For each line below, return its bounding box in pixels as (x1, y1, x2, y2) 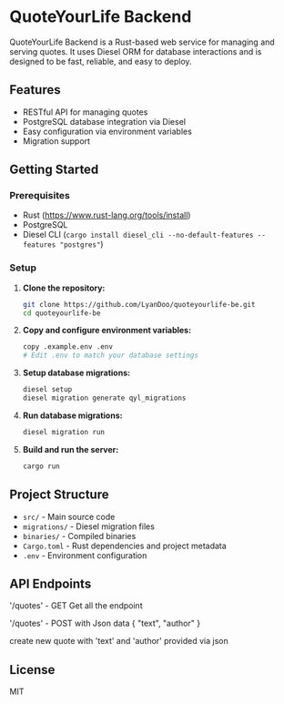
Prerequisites (9, 189, 70, 202)
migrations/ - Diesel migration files (22, 521, 155, 532)
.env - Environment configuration (22, 549, 147, 561)
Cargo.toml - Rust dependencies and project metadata (22, 540, 228, 551)
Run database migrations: (22, 410, 123, 421)
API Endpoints (9, 576, 92, 591)
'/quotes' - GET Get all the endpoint (9, 600, 143, 611)
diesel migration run (22, 427, 105, 436)
